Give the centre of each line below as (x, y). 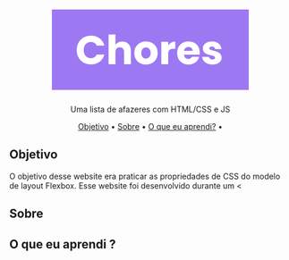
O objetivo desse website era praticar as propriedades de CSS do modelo (145, 176)
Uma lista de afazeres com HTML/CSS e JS (150, 109)
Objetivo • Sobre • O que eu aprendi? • (150, 126)
